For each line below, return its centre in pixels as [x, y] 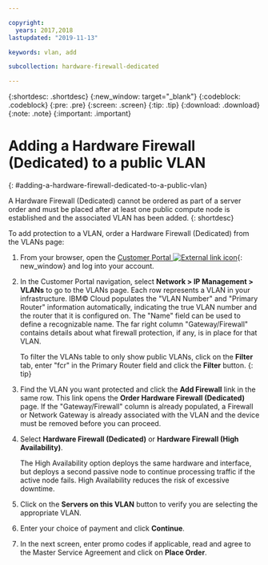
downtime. [37, 489]
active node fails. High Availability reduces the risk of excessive [124, 480]
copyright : [26, 22]
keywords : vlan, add [43, 52]
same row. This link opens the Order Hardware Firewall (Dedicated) [132, 398]
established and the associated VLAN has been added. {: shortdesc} [121, 218]
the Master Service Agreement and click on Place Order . [113, 553]
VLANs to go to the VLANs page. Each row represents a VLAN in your [135, 291]
